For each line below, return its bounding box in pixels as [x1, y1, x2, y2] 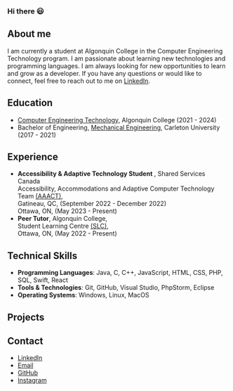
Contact [7, 335, 44, 347]
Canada [17, 177, 41, 186]
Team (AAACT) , [17, 192, 63, 200]
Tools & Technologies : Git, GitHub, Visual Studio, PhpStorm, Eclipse [17, 283, 215, 292]
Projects [7, 311, 45, 323]
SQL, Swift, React [17, 276, 68, 284]
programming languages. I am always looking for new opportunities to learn [7, 61, 226, 70]
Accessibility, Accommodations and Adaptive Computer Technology [17, 184, 215, 193]
